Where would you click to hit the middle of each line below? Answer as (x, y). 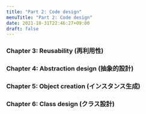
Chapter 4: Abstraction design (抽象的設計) (70, 69)
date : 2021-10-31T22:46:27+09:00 (48, 23)
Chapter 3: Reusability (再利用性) (55, 51)
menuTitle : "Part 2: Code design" (50, 17)
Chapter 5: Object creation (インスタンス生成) (73, 86)
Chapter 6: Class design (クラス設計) (61, 104)
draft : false (23, 29)
